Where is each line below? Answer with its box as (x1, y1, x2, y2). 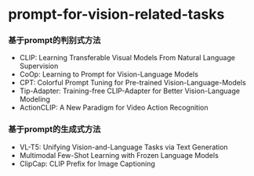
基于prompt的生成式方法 (8, 124, 101, 135)
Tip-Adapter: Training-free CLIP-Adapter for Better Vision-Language (19, 86, 241, 95)
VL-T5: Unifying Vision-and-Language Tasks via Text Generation (19, 142, 229, 152)
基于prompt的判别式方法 (8, 35, 101, 46)
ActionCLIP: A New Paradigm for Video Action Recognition (19, 103, 209, 113)
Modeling (19, 95, 51, 104)
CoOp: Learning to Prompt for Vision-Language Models (19, 70, 198, 79)
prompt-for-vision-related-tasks (8, 5, 225, 23)
